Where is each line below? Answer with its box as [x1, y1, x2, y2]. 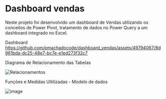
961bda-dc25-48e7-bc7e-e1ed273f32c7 [5, 50, 88, 56]
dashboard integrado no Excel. [5, 30, 68, 36]
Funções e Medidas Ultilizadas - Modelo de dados [5, 79, 108, 85]
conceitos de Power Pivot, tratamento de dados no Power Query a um [5, 24, 148, 30]
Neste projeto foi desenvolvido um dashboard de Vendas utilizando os [5, 19, 149, 25]
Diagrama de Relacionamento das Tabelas [5, 59, 91, 65]
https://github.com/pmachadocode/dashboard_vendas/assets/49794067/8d [5, 45, 161, 50]
